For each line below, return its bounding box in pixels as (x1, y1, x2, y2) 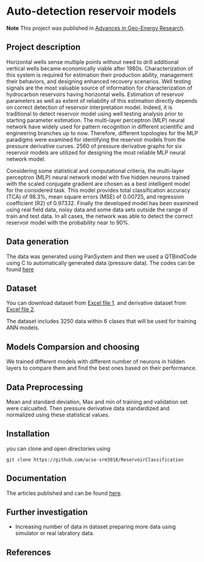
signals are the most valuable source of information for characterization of (6, 84, 193, 91)
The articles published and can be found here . (6, 489, 122, 497)
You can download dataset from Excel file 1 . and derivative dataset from (6, 300, 187, 307)
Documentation (6, 473, 67, 483)
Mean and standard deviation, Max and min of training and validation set (6, 398, 188, 406)
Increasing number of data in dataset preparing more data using (15, 523, 176, 530)
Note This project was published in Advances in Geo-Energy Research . (6, 24, 185, 32)
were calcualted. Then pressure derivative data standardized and (6, 405, 170, 412)
